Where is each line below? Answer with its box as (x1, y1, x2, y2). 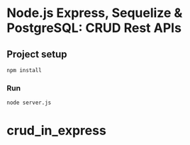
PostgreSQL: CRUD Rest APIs (6, 20, 182, 36)
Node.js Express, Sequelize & (6, 5, 183, 21)
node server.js (6, 99, 52, 107)
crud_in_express (6, 122, 107, 139)
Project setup (6, 48, 68, 60)
